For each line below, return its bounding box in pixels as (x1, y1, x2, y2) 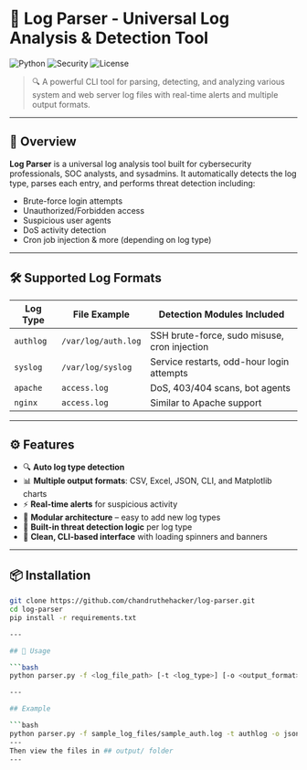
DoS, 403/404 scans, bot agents (150, 381, 291, 394)
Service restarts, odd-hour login (150, 355, 290, 368)
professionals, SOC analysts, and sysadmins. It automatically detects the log (9, 168, 297, 179)
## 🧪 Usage (9, 646, 51, 656)
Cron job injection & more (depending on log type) (22, 234, 212, 245)
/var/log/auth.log (61, 335, 142, 346)
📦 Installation (9, 567, 91, 583)
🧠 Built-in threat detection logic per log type (22, 522, 193, 533)
